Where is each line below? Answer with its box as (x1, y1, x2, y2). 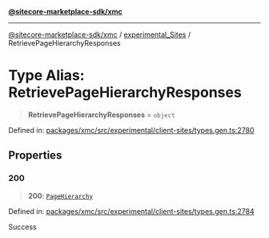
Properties (8, 148, 62, 163)
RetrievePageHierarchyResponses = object (27, 110, 175, 119)
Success (8, 222, 38, 232)
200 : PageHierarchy (27, 191, 94, 200)
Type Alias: (8, 67, 86, 85)
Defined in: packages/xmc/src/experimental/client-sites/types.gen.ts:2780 (8, 125, 255, 135)
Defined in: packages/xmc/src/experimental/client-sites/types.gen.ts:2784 (8, 206, 255, 216)
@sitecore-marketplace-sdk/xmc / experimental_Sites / (8, 30, 191, 39)
